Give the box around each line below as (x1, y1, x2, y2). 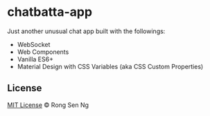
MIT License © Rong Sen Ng (7, 101, 89, 109)
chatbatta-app (7, 4, 92, 20)
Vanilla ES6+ (17, 55, 54, 63)
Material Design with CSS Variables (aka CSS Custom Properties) (17, 62, 204, 70)
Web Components (17, 48, 69, 56)
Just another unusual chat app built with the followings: (7, 27, 166, 35)
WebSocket (17, 40, 51, 48)
